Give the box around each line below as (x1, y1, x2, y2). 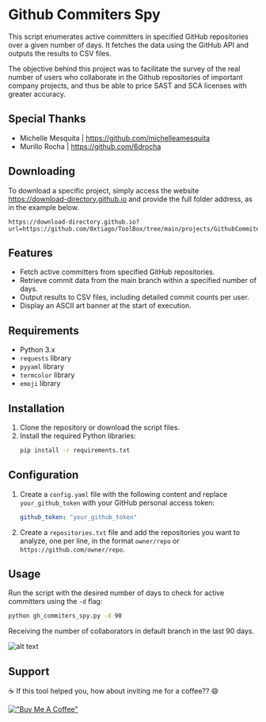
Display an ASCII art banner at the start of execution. (19, 301, 192, 311)
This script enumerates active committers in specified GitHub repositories (8, 32, 249, 41)
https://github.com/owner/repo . (19, 544, 125, 554)
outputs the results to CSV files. (8, 48, 112, 58)
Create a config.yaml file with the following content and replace (19, 489, 228, 499)
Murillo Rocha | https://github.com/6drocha (19, 141, 161, 151)
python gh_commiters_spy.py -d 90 (8, 612, 123, 620)
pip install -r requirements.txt (19, 446, 131, 454)
